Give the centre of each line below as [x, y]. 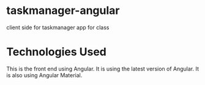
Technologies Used [57, 52]
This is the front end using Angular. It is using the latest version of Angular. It [102, 69]
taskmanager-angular [63, 11]
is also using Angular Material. [44, 75]
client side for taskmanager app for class [58, 27]
